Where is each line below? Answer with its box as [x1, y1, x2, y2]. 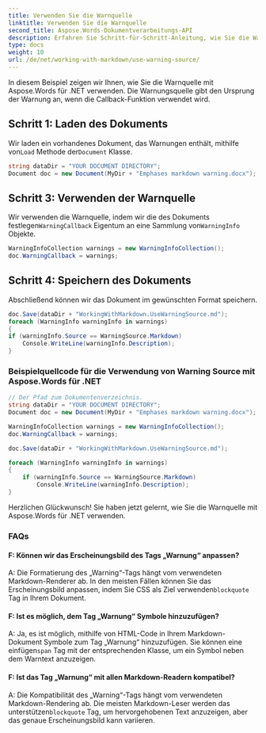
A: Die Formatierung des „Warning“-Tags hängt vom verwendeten [8, 568, 222, 578]
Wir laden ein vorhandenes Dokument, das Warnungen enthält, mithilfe [8, 138, 239, 147]
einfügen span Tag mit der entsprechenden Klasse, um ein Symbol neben [8, 646, 244, 655]
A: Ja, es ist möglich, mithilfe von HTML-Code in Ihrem [8, 629, 186, 639]
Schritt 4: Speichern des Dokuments [8, 274, 192, 288]
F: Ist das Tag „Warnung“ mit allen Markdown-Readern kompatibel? [8, 672, 235, 681]
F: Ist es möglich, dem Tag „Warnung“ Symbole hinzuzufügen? [8, 611, 219, 620]
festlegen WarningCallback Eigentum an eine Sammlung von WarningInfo [8, 221, 240, 231]
